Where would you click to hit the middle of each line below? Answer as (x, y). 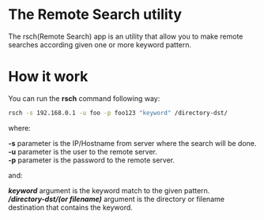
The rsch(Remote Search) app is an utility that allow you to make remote (126, 36)
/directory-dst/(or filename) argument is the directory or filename (117, 199)
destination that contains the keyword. (70, 207)
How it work (48, 77)
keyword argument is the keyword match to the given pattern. (109, 190)
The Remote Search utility (95, 15)
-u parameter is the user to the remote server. (83, 151)
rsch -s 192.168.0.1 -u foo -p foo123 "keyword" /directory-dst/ (118, 113)
